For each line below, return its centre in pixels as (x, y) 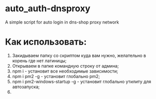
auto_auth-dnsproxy (48, 9)
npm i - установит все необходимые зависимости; (65, 71)
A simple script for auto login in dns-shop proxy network (62, 22)
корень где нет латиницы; (39, 61)
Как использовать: (46, 42)
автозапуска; (26, 87)
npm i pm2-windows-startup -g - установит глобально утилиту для (81, 81)
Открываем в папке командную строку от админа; (65, 66)
